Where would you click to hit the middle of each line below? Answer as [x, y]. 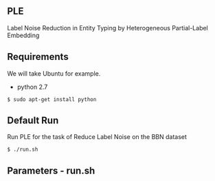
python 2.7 [32, 87]
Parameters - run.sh [51, 170]
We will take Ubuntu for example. [54, 73]
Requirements [38, 57]
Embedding [23, 35]
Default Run [33, 121]
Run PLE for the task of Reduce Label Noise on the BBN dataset [97, 137]
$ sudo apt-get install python [52, 99]
